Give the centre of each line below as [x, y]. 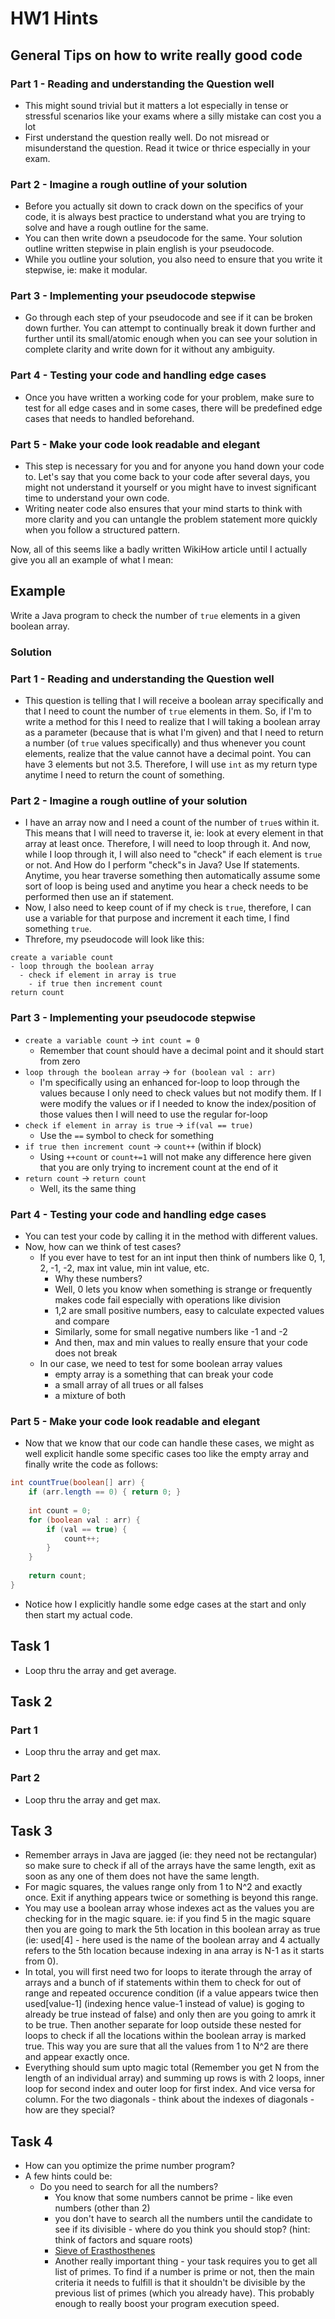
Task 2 [31, 1701]
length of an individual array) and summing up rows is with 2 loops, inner [174, 2078]
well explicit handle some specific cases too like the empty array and [166, 1454]
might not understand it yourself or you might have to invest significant [170, 488]
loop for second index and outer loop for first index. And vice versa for [170, 2089]
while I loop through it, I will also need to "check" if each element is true [173, 854]
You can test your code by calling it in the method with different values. [171, 1236]
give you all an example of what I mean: [92, 560]
